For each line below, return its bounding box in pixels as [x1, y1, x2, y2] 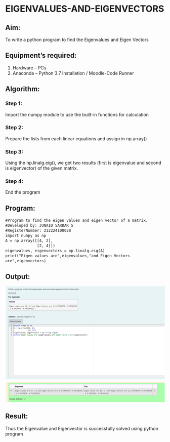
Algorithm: [5, 85, 40, 94]
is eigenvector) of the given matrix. [5, 165, 78, 171]
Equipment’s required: [5, 51, 77, 60]
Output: [5, 272, 30, 281]
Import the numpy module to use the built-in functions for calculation [5, 111, 149, 117]
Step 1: [5, 100, 22, 107]
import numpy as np [5, 233, 47, 238]
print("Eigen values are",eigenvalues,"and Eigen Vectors [5, 254, 130, 259]
